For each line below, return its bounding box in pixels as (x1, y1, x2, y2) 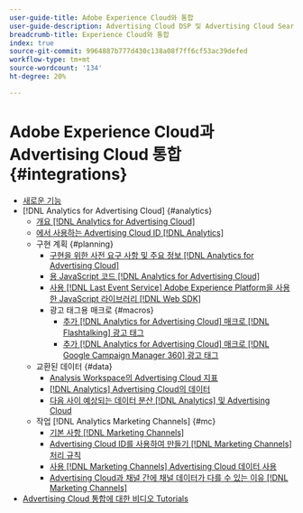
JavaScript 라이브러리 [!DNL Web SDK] (59, 293, 201, 303)
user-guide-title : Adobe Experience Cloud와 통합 (9, 13, 194, 23)
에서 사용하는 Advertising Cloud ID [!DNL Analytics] (35, 227, 224, 238)
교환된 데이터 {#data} (35, 360, 113, 371)
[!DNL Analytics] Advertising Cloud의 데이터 (49, 383, 211, 394)
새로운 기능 (22, 195, 62, 206)
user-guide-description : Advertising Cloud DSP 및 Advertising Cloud (9, 22, 275, 31)
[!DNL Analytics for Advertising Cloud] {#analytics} (22, 205, 213, 216)
